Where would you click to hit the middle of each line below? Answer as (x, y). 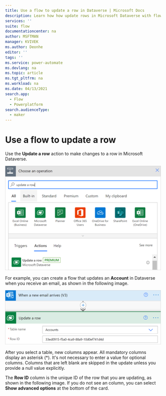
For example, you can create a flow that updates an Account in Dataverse (80, 278)
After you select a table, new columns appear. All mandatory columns (76, 352)
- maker (18, 115)
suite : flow (17, 26)
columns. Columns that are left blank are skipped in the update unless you (81, 363)
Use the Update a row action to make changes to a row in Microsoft (74, 154)
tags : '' (14, 57)
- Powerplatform (26, 104)
